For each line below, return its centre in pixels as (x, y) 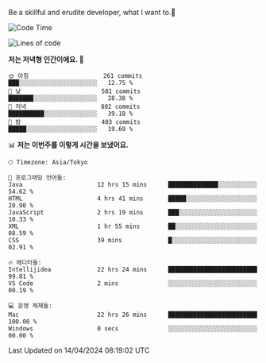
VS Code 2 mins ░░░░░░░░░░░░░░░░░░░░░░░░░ (133, 284)
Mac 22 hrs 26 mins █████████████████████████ (133, 315)
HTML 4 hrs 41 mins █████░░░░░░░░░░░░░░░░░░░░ (133, 199)
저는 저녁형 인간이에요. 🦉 (46, 59)
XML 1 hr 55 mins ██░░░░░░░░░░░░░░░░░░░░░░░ (133, 226)
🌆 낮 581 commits (75, 91)
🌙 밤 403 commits (75, 122)
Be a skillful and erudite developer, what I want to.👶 (92, 12)
